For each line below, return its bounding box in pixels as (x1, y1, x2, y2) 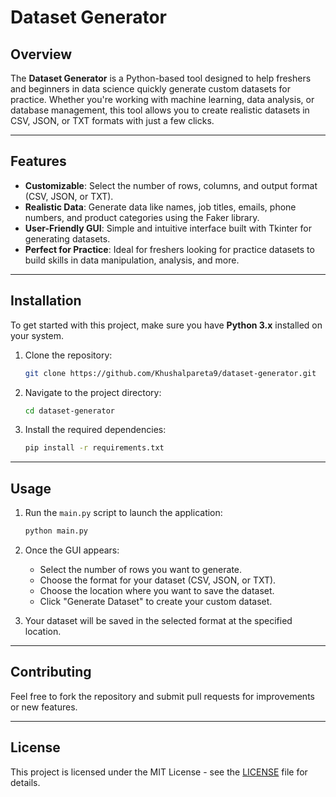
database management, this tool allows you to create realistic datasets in (10, 104, 310, 116)
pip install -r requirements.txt (24, 443, 165, 453)
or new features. (10, 701, 78, 713)
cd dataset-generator (24, 406, 115, 416)
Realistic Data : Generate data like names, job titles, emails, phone (24, 201, 297, 213)
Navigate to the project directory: (24, 386, 162, 398)
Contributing (10, 664, 92, 681)
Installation (10, 292, 82, 310)
